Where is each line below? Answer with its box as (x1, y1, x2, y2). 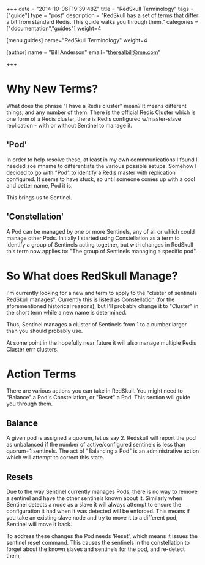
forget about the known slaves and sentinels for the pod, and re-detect (6, 545, 185, 553)
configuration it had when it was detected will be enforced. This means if (6, 507, 190, 515)
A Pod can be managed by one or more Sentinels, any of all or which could (6, 228, 195, 235)
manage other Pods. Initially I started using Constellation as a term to (6, 234, 180, 242)
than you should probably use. (6, 327, 83, 334)
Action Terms (6, 367, 76, 381)
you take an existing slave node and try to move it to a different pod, (6, 514, 178, 521)
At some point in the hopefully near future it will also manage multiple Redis (6, 339, 197, 346)
